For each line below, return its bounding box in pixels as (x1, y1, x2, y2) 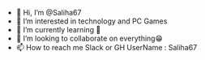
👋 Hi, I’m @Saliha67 (15, 8, 82, 17)
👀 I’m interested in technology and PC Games (15, 16, 168, 26)
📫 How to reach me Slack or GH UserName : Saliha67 (15, 43, 198, 52)
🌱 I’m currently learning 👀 (15, 25, 101, 34)
